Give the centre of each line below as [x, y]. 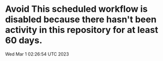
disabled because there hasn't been [81, 19]
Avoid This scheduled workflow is [77, 9]
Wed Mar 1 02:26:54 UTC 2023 [37, 54]
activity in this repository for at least [82, 30]
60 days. [24, 41]
